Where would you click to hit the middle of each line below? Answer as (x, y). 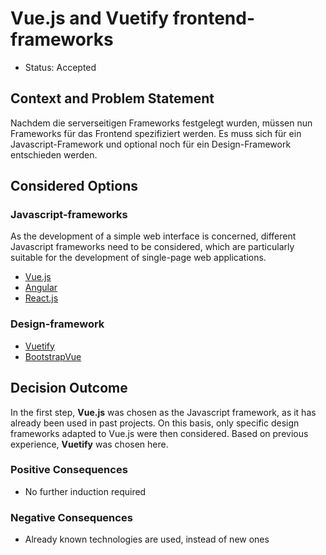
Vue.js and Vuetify (90, 18)
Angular (41, 288)
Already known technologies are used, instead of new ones (147, 539)
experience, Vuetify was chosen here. (89, 444)
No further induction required (85, 491)
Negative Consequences (71, 517)
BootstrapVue (53, 356)
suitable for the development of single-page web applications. (138, 258)
